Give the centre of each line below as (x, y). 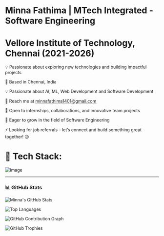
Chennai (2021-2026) (50, 53)
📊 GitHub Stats (24, 187)
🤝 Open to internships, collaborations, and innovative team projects (72, 111)
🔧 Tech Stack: (33, 157)
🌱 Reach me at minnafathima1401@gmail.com (51, 101)
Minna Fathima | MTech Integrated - (79, 10)
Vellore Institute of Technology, (70, 43)
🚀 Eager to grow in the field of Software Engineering (57, 120)
